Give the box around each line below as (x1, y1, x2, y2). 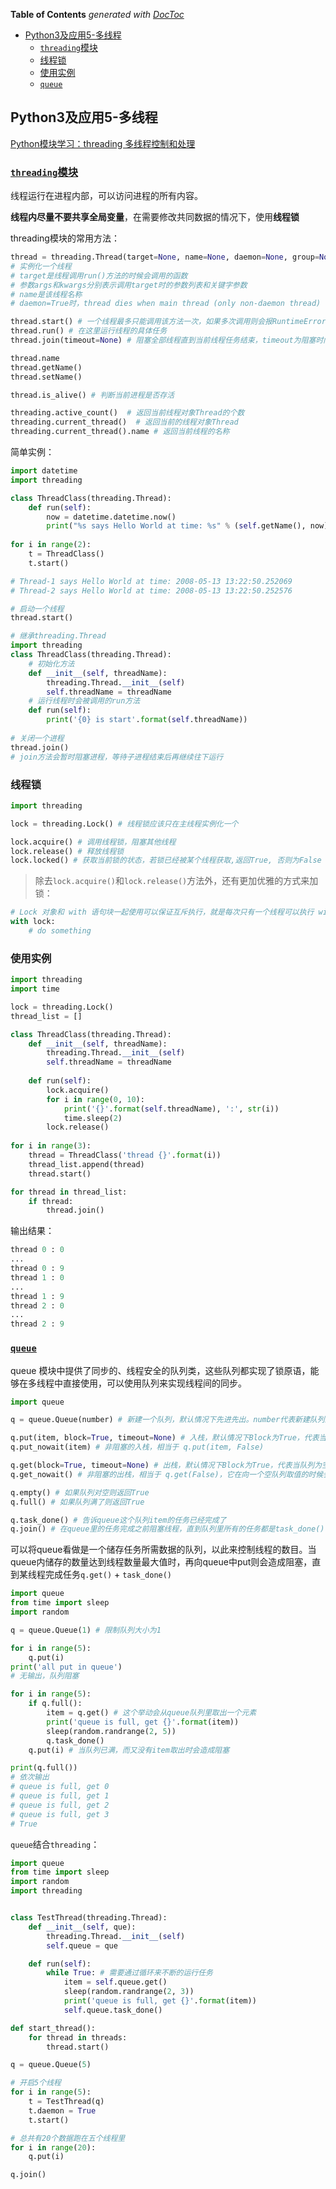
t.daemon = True (28, 2105, 97, 2116)
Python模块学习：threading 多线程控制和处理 (10, 137, 196, 149)
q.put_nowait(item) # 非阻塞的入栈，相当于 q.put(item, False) (10, 1442, 265, 1453)
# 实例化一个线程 (10, 261, 72, 271)
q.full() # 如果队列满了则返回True (10, 1497, 145, 1507)
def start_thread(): (10, 2023, 97, 2033)
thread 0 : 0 (10, 1245, 65, 1255)
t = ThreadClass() (28, 549, 105, 559)
